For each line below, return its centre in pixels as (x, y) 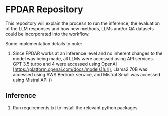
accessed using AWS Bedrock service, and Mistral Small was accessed (87, 74)
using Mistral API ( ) (32, 80)
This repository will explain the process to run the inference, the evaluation (82, 23)
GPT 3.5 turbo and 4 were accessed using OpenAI (65, 64)
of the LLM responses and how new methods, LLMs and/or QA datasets (80, 28)
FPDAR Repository (45, 9)
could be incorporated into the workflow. (47, 34)
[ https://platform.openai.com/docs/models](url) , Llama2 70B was (80, 69)
